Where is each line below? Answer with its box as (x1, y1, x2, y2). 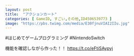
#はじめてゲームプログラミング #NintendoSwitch (5, 35, 105, 41)
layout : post (5, 7, 32, 12)
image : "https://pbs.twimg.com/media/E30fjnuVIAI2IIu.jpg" (5, 21, 130, 26)
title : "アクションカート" (5, 12, 57, 17)
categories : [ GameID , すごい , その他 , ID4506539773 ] (5, 16, 112, 21)
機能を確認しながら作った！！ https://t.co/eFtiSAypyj (5, 45, 113, 52)
